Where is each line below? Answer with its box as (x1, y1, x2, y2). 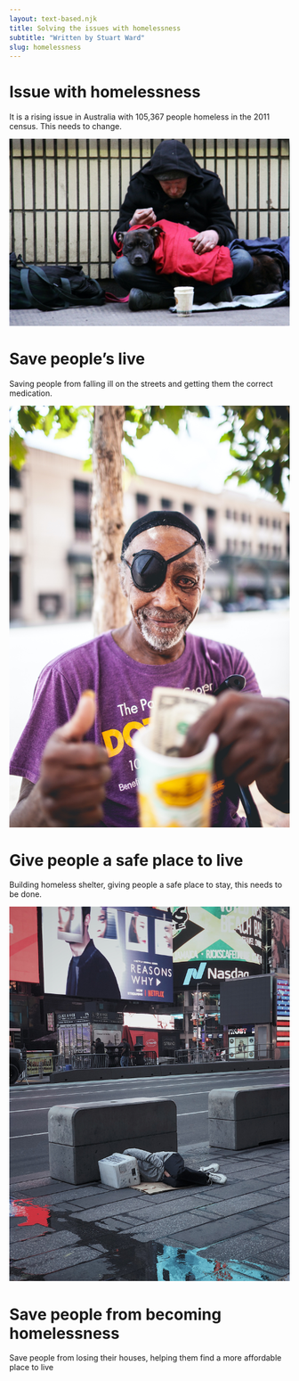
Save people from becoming (9, 1304, 222, 1324)
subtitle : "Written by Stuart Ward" (9, 33, 145, 42)
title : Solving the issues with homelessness (9, 23, 181, 33)
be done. (9, 889, 43, 900)
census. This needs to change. (9, 121, 122, 132)
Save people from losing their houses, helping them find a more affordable (9, 1352, 282, 1363)
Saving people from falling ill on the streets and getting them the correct (9, 378, 273, 389)
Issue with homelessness (9, 82, 201, 103)
